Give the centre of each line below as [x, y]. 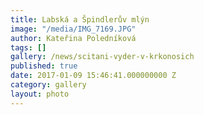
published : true [44, 66]
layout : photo [40, 94]
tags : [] [28, 47]
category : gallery [48, 85]
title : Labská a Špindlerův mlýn [80, 19]
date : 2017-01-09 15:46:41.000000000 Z [93, 76]
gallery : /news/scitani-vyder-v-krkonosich [102, 57]
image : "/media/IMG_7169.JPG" [73, 29]
